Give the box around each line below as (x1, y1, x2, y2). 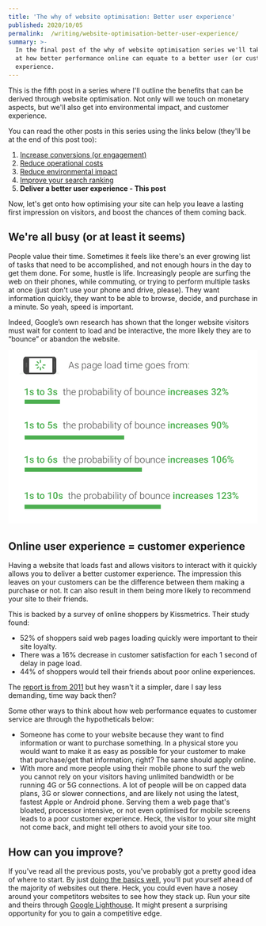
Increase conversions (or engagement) (19, 150, 147, 159)
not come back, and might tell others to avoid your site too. (19, 822, 212, 832)
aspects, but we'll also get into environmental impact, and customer (8, 102, 230, 112)
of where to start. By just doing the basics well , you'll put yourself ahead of (8, 875, 253, 885)
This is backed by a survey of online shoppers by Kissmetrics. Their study (8, 610, 249, 619)
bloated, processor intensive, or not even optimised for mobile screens (19, 806, 251, 815)
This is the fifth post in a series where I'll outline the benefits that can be (8, 86, 244, 95)
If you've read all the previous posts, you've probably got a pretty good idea (8, 867, 256, 876)
